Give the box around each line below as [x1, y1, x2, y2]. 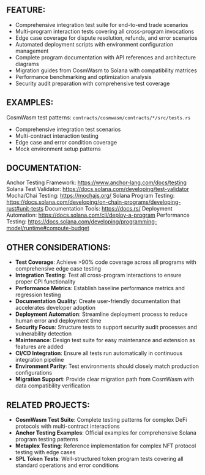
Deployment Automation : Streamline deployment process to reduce [15, 310, 188, 318]
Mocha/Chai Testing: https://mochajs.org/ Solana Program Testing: [6, 192, 175, 200]
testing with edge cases [15, 449, 76, 456]
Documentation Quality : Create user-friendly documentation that [15, 297, 181, 305]
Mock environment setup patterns [15, 145, 101, 152]
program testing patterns [15, 436, 78, 443]
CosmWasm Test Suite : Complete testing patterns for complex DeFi [15, 416, 187, 424]
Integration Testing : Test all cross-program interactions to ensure [15, 272, 182, 279]
